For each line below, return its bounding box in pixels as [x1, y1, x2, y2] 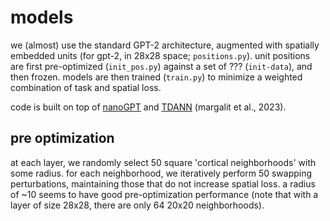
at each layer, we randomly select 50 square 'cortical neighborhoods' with [10, 156, 317, 168]
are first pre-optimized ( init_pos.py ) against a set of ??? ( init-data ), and [10, 60, 313, 72]
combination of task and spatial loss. [10, 81, 162, 93]
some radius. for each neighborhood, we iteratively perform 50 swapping [10, 167, 313, 179]
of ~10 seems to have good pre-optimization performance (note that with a [10, 188, 319, 200]
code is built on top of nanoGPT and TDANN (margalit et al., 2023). [10, 101, 287, 113]
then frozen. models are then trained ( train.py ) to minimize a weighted [10, 71, 303, 83]
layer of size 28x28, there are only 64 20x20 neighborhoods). [10, 199, 265, 211]
